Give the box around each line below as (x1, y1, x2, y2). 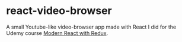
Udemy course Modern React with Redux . (6, 29, 108, 36)
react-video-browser (6, 4, 112, 17)
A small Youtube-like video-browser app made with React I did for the (6, 23, 177, 30)
